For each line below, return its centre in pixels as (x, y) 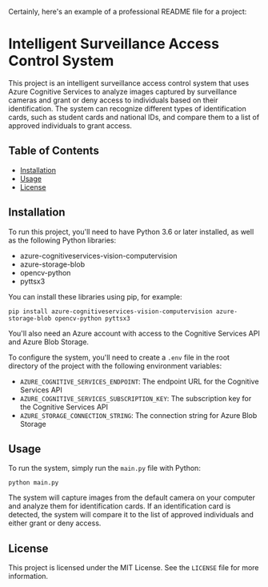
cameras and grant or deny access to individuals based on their (113, 100)
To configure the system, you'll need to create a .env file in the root (119, 357)
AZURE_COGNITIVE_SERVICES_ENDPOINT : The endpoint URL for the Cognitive (139, 381)
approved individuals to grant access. (70, 125)
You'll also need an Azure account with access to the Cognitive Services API (134, 333)
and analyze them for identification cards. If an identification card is (120, 506)
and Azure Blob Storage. (49, 342)
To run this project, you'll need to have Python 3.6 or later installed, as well (131, 231)
